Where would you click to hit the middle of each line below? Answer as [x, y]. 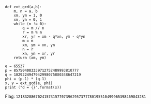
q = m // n [33, 28]
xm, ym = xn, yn [39, 45]
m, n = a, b [26, 11]
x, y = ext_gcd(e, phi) [29, 83]
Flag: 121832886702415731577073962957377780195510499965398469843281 [75, 96]
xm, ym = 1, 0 [28, 15]
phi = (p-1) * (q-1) [26, 79]
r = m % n [32, 32]
